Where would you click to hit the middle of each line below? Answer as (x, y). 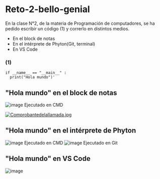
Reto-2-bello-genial (48, 9)
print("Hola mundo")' (33, 77)
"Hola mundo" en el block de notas (61, 93)
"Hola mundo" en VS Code (48, 159)
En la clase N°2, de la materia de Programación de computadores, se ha (80, 23)
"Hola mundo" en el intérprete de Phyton (71, 131)
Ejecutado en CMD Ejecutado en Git (71, 143)
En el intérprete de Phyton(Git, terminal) (54, 43)
